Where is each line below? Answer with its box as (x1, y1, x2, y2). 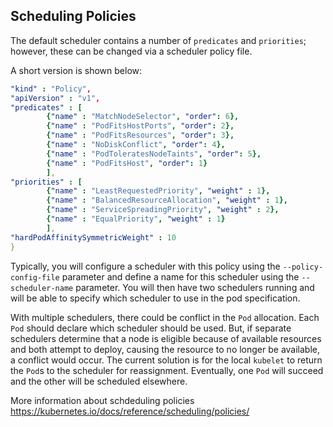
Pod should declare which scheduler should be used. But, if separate (10, 322, 292, 334)
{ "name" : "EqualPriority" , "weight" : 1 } (46, 214, 226, 224)
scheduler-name (10, 283, 74, 293)
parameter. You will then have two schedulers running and (75, 281, 315, 293)
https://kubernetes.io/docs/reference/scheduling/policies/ (10, 405, 250, 417)
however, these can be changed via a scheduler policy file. (10, 45, 253, 57)
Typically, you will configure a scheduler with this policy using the (10, 260, 281, 272)
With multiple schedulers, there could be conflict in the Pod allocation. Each (10, 311, 320, 323)
